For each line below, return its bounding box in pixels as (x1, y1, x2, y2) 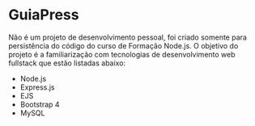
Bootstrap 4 (19, 99, 60, 109)
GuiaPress (8, 6, 79, 24)
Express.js (19, 82, 55, 92)
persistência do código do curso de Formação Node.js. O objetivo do (8, 40, 239, 50)
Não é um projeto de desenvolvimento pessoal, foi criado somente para (8, 32, 247, 42)
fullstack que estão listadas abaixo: (8, 58, 126, 68)
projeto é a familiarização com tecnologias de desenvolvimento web (8, 49, 236, 59)
